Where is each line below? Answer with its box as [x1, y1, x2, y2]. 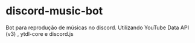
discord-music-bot [5, 4, 103, 18]
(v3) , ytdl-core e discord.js [5, 30, 74, 37]
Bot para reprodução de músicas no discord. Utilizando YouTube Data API [5, 24, 190, 31]
